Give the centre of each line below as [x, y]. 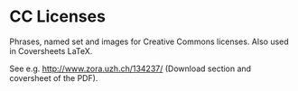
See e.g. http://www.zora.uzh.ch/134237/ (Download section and [130, 68]
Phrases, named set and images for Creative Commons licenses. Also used [149, 41]
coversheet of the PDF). [54, 77]
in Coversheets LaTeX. [51, 50]
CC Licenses [58, 17]
